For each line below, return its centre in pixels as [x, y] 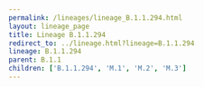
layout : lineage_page [49, 26]
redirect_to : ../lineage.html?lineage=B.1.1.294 [102, 43]
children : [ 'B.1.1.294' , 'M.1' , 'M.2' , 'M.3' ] [97, 69]
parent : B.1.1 [35, 60]
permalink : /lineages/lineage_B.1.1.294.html [95, 18]
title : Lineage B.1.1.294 [57, 34]
